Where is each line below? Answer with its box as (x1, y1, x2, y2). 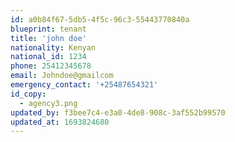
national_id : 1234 (10, 52, 87, 62)
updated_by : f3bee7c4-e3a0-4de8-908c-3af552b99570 (10, 107, 226, 118)
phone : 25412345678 (10, 61, 92, 71)
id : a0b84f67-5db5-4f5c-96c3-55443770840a (10, 14, 190, 25)
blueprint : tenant (10, 24, 87, 34)
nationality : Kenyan (10, 42, 97, 53)
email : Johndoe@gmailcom (10, 71, 114, 81)
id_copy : (10, 89, 47, 99)
